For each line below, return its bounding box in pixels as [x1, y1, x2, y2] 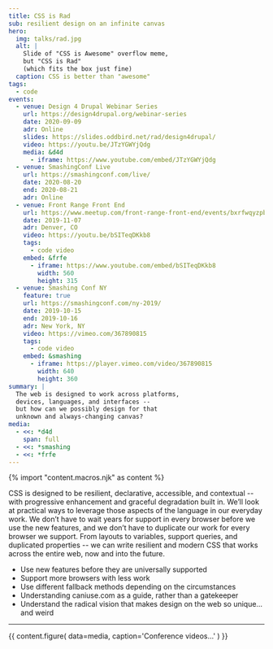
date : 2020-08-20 [23, 178, 82, 187]
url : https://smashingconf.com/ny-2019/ [23, 299, 162, 307]
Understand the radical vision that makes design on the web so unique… [19, 599, 262, 609]
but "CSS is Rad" [23, 58, 82, 66]
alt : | [15, 42, 38, 50]
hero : [8, 27, 27, 35]
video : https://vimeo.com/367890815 [23, 329, 148, 338]
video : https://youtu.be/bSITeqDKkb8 [23, 231, 151, 240]
